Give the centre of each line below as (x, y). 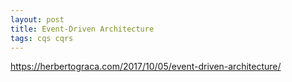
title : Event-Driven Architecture (82, 29)
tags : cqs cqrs (42, 38)
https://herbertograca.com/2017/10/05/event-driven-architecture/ (146, 67)
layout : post (37, 19)
